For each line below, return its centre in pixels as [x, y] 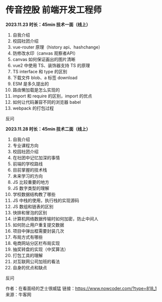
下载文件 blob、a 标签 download [45, 77]
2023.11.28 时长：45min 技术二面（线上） [48, 129]
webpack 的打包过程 [33, 108]
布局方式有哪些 [28, 237]
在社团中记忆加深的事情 [36, 157]
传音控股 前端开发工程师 [54, 10]
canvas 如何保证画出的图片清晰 [44, 59]
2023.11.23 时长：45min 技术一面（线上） [48, 24]
